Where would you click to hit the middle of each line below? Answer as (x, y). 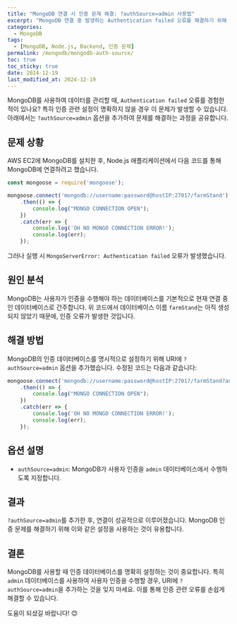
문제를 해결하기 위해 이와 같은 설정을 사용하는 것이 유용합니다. (99, 529)
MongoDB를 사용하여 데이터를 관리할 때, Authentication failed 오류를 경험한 (116, 100)
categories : (25, 27)
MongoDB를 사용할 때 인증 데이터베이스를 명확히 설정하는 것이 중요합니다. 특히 (116, 572)
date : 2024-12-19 (33, 73)
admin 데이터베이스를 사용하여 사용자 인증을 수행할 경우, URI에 (93, 581)
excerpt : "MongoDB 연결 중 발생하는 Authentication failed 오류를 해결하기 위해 (117, 20)
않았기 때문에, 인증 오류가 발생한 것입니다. (78, 316)
